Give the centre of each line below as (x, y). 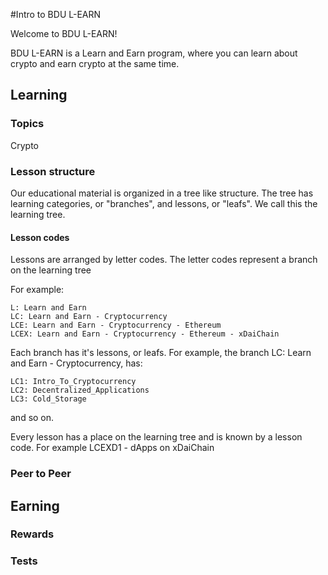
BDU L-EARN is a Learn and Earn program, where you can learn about (154, 53)
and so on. (32, 418)
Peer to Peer (41, 474)
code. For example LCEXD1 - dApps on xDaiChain (112, 448)
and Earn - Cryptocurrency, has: (76, 363)
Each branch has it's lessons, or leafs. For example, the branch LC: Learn (161, 353)
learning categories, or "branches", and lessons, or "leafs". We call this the (164, 203)
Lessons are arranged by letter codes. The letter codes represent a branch (164, 260)
